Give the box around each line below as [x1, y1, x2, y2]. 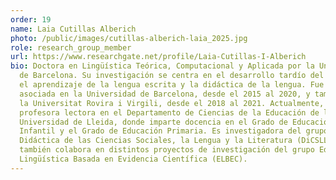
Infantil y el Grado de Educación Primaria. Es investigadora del [19, 126, 302, 136]
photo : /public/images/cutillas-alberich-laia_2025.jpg [10, 33, 248, 43]
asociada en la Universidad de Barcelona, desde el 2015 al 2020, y [19, 89, 311, 99]
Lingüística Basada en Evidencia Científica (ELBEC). [19, 154, 248, 164]
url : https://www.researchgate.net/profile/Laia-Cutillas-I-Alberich [10, 52, 307, 62]
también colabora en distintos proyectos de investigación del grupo [19, 145, 315, 155]
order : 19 [10, 14, 52, 25]
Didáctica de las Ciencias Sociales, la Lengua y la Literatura [19, 136, 293, 146]
